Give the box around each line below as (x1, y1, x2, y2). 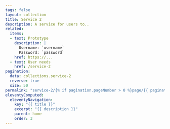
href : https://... (14, 54, 53, 60)
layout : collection (5, 12, 47, 17)
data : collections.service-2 (10, 74, 71, 79)
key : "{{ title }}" (14, 102, 56, 107)
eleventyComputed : (5, 92, 44, 98)
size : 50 (10, 83, 28, 88)
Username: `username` (18, 45, 65, 50)
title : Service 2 (5, 17, 42, 22)
